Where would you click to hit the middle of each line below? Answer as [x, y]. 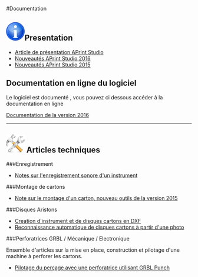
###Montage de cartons [36, 187]
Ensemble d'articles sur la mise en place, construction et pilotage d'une [93, 250]
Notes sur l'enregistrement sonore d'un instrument [76, 175]
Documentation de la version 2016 [48, 115]
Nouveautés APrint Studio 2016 [53, 58]
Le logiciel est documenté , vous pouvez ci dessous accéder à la [85, 97]
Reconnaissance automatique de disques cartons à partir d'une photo [99, 227]
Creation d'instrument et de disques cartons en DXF [78, 221]
